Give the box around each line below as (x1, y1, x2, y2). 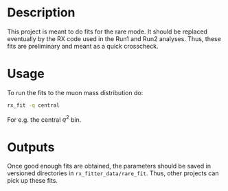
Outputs (7, 139, 55, 155)
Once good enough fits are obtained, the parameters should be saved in (7, 162, 212, 170)
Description (7, 5, 76, 21)
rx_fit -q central (7, 101, 60, 109)
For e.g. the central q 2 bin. (7, 114, 82, 124)
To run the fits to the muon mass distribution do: (7, 88, 144, 97)
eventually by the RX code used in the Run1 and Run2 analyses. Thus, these (7, 34, 221, 42)
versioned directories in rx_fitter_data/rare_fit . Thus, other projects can (7, 169, 219, 177)
